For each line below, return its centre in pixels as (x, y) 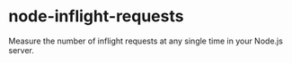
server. (22, 50)
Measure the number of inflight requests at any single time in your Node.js (146, 41)
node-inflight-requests (96, 16)
